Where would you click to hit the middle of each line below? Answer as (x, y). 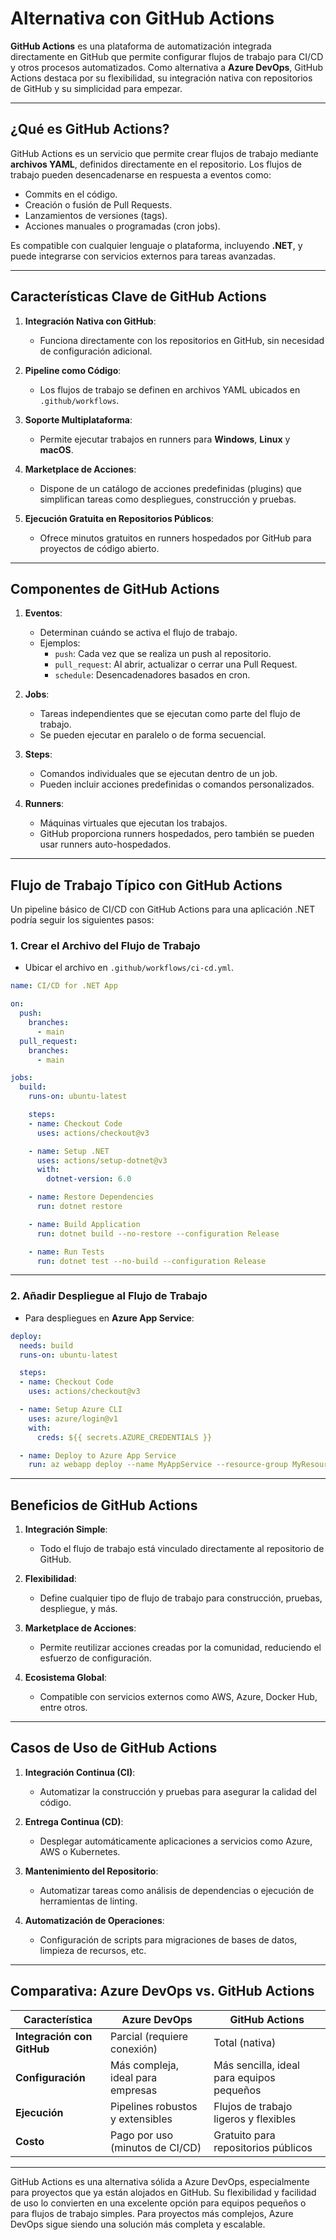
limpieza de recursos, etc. (93, 1950)
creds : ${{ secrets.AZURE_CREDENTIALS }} (124, 1437)
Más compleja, (145, 2065)
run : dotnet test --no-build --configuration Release (151, 1261)
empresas (134, 2090)
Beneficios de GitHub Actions (104, 1505)
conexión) (134, 2049)
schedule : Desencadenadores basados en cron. (152, 675)
